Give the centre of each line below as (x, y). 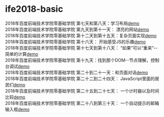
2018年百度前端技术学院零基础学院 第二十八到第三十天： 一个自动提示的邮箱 (82, 103)
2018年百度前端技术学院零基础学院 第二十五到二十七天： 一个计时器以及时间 (82, 91)
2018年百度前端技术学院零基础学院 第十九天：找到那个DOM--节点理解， (78, 60)
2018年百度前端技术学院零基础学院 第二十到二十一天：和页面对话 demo (77, 72)
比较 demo (15, 97)
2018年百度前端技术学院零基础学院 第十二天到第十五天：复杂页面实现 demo (81, 35)
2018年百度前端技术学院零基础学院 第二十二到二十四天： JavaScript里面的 (80, 78)
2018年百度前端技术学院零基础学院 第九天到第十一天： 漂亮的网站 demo (77, 29)
